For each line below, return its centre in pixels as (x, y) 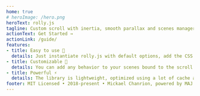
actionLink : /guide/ (32, 39)
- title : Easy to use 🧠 (36, 51)
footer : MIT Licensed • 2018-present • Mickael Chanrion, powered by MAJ (100, 84)
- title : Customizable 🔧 (37, 61)
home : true (20, 12)
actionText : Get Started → (40, 34)
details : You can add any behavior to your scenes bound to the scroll (102, 67)
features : (18, 45)
